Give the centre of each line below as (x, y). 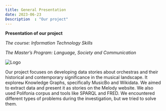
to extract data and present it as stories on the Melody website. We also (79, 88)
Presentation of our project (34, 33)
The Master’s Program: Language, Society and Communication (71, 52)
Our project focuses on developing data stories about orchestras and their (82, 72)
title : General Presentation (36, 10)
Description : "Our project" (37, 19)
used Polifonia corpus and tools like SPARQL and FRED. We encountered (80, 93)
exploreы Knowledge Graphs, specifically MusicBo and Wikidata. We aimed (83, 82)
